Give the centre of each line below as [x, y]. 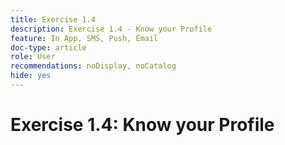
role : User [33, 57]
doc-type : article [48, 47]
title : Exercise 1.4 [53, 19]
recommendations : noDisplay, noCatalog [93, 66]
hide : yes [31, 76]
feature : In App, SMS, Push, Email [84, 38]
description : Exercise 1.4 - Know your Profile [111, 29]
